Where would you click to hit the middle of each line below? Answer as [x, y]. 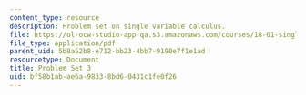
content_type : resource [55, 18]
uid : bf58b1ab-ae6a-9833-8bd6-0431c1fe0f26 [93, 77]
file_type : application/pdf [63, 43]
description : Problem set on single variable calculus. [117, 26]
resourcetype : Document [55, 60]
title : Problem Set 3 [51, 69]
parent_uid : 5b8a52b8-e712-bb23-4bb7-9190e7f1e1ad [107, 52]
